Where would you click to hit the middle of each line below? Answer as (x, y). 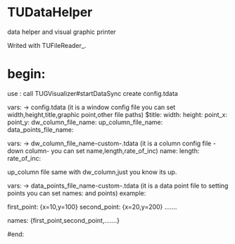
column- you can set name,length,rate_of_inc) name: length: (112, 151)
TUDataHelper (50, 12)
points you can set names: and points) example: (77, 193)
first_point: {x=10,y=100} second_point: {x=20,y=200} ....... (92, 207)
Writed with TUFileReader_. (47, 45)
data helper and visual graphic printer (62, 32)
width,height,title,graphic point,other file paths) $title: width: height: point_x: (117, 114)
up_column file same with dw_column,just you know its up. (92, 172)
